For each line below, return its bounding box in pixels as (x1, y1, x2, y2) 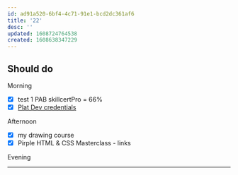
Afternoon (7, 117, 37, 126)
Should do (7, 63, 53, 75)
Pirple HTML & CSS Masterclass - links (17, 139, 131, 147)
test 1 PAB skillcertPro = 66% (17, 95, 103, 103)
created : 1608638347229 (7, 37, 78, 44)
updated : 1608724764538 (7, 30, 78, 37)
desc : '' (7, 23, 33, 30)
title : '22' (7, 17, 42, 24)
